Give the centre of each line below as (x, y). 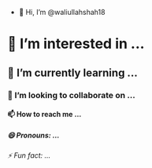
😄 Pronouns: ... (33, 135)
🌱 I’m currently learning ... (73, 73)
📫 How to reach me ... (44, 115)
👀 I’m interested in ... (76, 44)
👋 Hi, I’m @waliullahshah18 (62, 12)
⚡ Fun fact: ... (29, 155)
